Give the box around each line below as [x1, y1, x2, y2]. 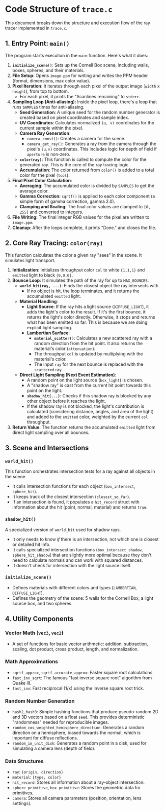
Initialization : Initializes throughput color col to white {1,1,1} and [12, 267, 145, 272]
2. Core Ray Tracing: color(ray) [5, 239, 103, 247]
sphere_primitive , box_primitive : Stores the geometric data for [12, 785, 141, 791]
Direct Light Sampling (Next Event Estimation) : [19, 372, 116, 378]
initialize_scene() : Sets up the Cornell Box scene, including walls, [12, 62, 149, 68]
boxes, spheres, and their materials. [12, 67, 85, 73]
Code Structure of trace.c [5, 3, 113, 15]
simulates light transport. [5, 257, 55, 263]
